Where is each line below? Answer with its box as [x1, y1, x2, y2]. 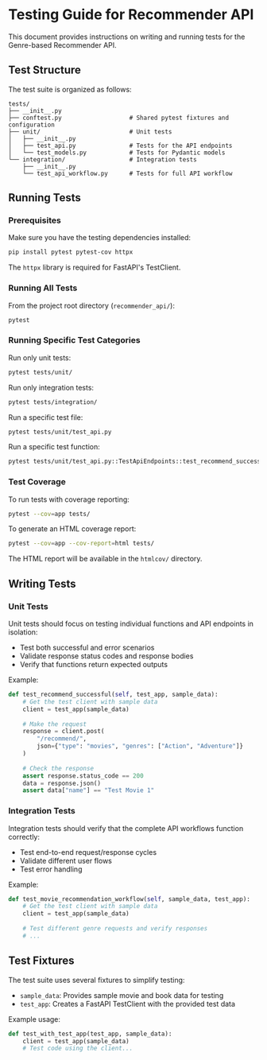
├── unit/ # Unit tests [8, 127, 172, 136]
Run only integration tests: [8, 382, 94, 392]
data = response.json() [22, 779, 102, 787]
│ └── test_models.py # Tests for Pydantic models [8, 149, 226, 157]
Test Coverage [8, 476, 66, 487]
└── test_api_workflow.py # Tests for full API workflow [22, 169, 233, 177]
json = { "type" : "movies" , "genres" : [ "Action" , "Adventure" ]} [37, 742, 244, 751]
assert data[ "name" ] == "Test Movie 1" [22, 786, 155, 794]
